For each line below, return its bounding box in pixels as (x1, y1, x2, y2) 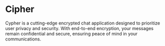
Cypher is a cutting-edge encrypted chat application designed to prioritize (5, 20, 160, 26)
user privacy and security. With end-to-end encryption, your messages (5, 25, 154, 31)
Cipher (5, 3, 34, 15)
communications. (5, 36, 42, 42)
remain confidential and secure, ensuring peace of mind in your (5, 30, 138, 36)
